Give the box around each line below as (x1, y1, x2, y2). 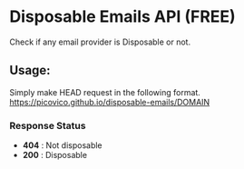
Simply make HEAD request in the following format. (9, 86, 201, 97)
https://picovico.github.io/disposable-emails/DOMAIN (9, 96, 210, 107)
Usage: (9, 63, 52, 78)
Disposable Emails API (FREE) (9, 6, 236, 27)
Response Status (9, 119, 86, 132)
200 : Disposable (22, 150, 88, 161)
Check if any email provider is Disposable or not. (9, 36, 191, 47)
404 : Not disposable (22, 140, 102, 151)
